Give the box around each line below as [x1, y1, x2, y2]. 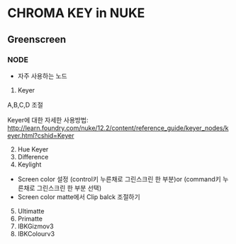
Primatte [17, 214, 43, 223]
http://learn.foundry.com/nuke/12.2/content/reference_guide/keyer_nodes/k [7, 123, 229, 132]
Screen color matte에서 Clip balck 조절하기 [17, 192, 140, 201]
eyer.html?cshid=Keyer [7, 131, 74, 139]
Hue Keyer [17, 144, 49, 154]
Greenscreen [7, 33, 67, 46]
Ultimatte [17, 206, 45, 215]
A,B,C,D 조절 [7, 100, 44, 109]
